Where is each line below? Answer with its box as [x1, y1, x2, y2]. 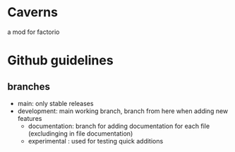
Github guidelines [7, 52, 114, 69]
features [17, 114, 42, 122]
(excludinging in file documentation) [28, 129, 133, 138]
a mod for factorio [7, 28, 60, 36]
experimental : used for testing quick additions [28, 136, 164, 145]
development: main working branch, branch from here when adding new [17, 107, 229, 115]
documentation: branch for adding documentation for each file [28, 122, 210, 130]
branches [7, 81, 51, 93]
